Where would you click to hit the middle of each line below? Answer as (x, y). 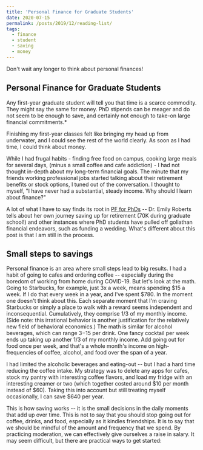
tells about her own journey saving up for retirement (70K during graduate (98, 215)
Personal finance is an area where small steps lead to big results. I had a (96, 269)
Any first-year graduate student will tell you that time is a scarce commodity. (101, 102)
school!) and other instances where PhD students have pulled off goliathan (99, 222)
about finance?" (26, 197)
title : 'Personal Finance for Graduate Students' (70, 12)
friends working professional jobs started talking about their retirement (95, 178)
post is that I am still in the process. (51, 235)
